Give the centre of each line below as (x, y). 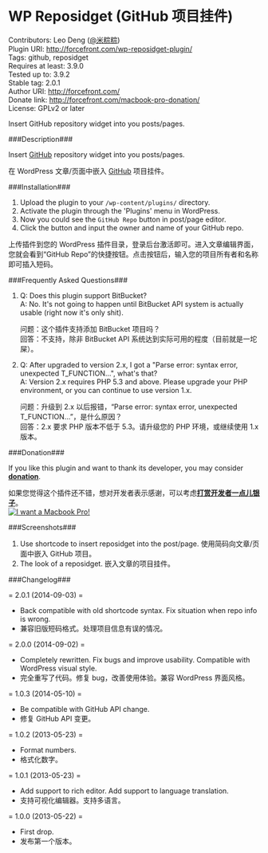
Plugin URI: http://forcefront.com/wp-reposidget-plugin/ (100, 49)
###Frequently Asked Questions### (68, 280)
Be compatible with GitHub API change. (85, 709)
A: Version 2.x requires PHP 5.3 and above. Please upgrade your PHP (134, 381)
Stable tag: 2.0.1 (34, 83)
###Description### (41, 139)
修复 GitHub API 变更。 (57, 718)
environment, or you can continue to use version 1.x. (106, 390)
